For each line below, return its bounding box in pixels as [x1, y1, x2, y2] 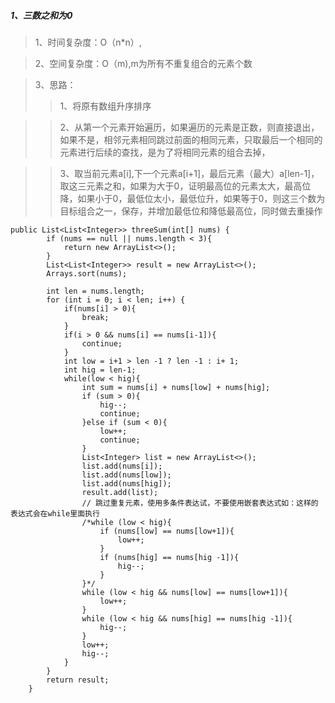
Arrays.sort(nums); [46, 268, 128, 279]
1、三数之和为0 [10, 9, 73, 21]
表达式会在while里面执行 [10, 508, 100, 519]
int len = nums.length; [46, 286, 145, 296]
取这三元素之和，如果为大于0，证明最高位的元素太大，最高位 [59, 180, 312, 192]
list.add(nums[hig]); [81, 478, 172, 489]
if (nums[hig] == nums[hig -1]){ [99, 552, 240, 562]
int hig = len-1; [63, 365, 137, 375]
